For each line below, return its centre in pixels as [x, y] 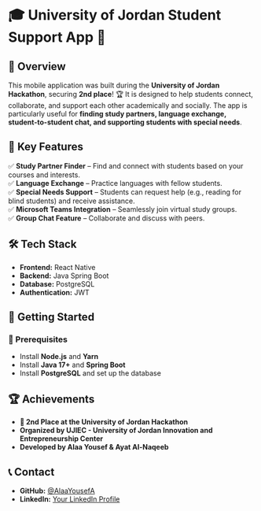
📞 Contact [31, 472]
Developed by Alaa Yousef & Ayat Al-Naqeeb [94, 447]
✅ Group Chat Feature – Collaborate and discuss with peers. [107, 218]
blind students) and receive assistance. [72, 201]
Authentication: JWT [54, 292]
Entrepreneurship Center [61, 439]
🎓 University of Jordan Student [115, 15]
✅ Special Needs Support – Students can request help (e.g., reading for [125, 192]
